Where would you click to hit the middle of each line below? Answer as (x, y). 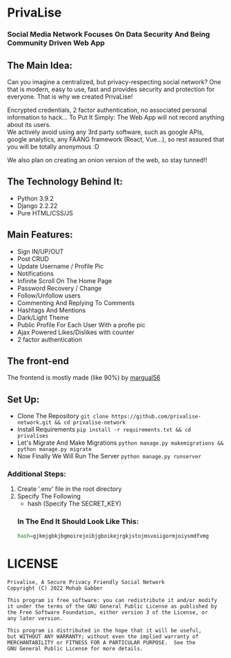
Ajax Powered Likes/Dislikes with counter (76, 332)
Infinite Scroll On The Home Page (64, 280)
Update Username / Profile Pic (60, 266)
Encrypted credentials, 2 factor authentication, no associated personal (107, 110)
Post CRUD (33, 259)
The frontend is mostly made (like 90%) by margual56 (84, 378)
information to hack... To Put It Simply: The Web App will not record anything (116, 117)
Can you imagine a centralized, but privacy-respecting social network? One (114, 81)
